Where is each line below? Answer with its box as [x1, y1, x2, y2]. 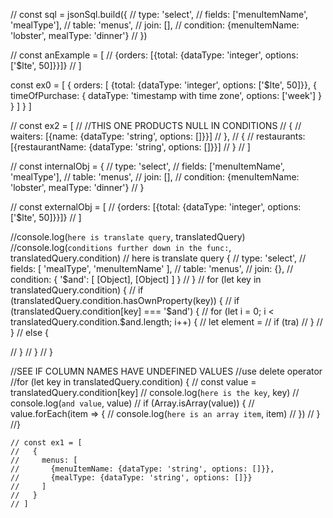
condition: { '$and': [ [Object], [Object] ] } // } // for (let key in [10, 274, 262, 285]
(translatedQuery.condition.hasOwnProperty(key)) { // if [10, 295, 240, 306]
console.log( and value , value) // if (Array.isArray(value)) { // [10, 397, 255, 409]
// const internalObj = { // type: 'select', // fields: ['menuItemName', [10, 160, 285, 172]
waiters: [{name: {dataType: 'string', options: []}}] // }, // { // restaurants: [10, 130, 306, 142]
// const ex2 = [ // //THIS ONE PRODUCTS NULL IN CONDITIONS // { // [10, 120, 302, 131]
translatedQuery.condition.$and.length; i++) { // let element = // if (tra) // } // [10, 316, 323, 328]
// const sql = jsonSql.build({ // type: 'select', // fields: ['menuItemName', [10, 9, 308, 20]
